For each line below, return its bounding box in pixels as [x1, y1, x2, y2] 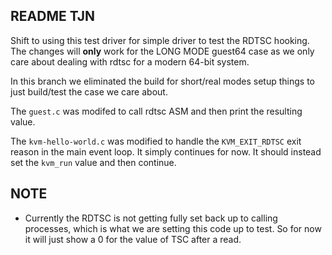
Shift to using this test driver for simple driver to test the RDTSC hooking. [10, 34, 310, 46]
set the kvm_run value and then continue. [10, 156, 177, 168]
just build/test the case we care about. [10, 85, 168, 98]
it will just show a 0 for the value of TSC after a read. [24, 233, 242, 245]
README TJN [10, 8, 96, 25]
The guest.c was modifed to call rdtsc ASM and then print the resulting [10, 105, 303, 117]
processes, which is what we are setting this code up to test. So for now [24, 222, 322, 234]
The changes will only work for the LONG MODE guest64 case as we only [10, 45, 315, 57]
